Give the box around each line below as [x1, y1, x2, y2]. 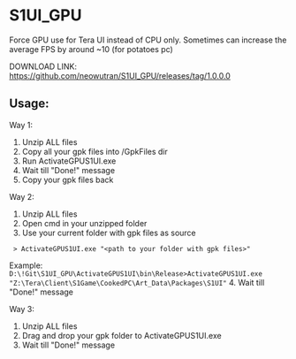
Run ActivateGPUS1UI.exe [21, 156, 117, 166]
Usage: [9, 96, 50, 111]
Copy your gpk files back [21, 174, 114, 185]
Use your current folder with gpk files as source [21, 227, 196, 238]
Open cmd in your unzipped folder [21, 218, 148, 228]
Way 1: [9, 119, 34, 130]
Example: [9, 260, 43, 271]
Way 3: [9, 303, 35, 314]
